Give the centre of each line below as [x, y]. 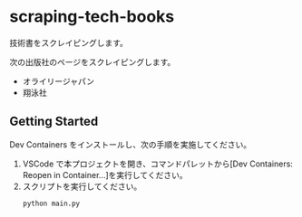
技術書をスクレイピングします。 [69, 42]
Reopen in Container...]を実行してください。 [105, 175]
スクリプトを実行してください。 [82, 186]
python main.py [51, 203]
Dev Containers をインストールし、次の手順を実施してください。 [131, 144]
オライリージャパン [58, 81]
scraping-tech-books [92, 17]
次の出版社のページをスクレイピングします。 [93, 61]
